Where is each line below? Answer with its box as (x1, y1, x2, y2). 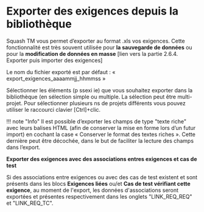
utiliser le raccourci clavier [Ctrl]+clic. (6, 106, 101, 113)
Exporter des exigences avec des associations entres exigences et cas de (6, 155, 197, 162)
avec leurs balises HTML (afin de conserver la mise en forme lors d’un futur (6, 124, 196, 131)
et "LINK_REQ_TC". (6, 199, 54, 207)
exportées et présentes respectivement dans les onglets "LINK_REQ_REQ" (6, 193, 193, 200)
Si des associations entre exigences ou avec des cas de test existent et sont (6, 173, 198, 180)
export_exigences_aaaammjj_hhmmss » (6, 75, 106, 82)
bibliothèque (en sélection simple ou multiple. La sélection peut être (6, 93, 177, 100)
